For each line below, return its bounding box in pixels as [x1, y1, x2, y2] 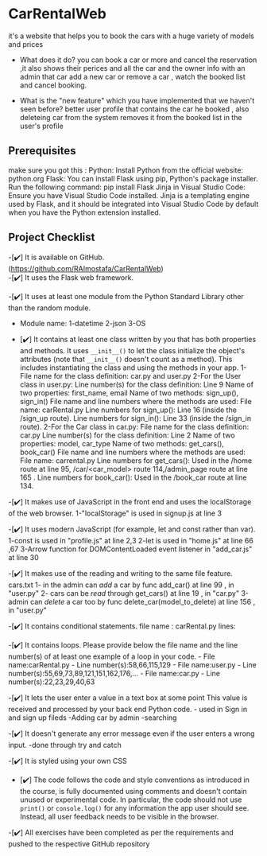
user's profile [19, 121, 64, 130]
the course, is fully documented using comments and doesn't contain [19, 786, 248, 796]
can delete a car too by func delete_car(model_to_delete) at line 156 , [30, 597, 256, 606]
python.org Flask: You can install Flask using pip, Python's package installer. [8, 173, 258, 183]
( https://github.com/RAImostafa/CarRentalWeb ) [8, 263, 164, 273]
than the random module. [8, 303, 91, 313]
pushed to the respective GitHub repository [8, 838, 150, 848]
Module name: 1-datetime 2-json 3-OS [19, 318, 146, 328]
